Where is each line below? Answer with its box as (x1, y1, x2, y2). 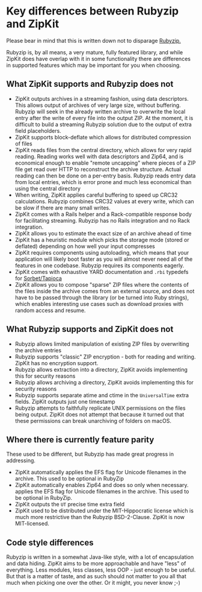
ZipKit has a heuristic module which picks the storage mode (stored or (14, 236, 189, 243)
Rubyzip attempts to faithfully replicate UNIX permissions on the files (14, 404, 186, 412)
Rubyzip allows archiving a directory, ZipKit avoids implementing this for (14, 378, 194, 386)
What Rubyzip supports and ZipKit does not (6, 324, 174, 334)
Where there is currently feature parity (6, 434, 155, 445)
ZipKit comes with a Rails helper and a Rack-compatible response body (14, 210, 192, 218)
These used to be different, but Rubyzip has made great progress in (6, 451, 174, 458)
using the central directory (14, 185, 81, 192)
